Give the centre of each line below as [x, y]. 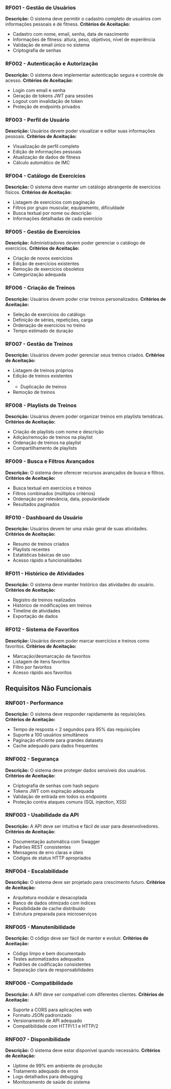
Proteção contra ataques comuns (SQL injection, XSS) [69, 802]
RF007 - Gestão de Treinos [39, 344]
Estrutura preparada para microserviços [55, 914]
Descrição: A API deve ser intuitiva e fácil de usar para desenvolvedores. [82, 826]
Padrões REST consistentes [42, 847]
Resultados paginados [36, 504]
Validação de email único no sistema [51, 45]
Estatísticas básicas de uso [41, 554]
